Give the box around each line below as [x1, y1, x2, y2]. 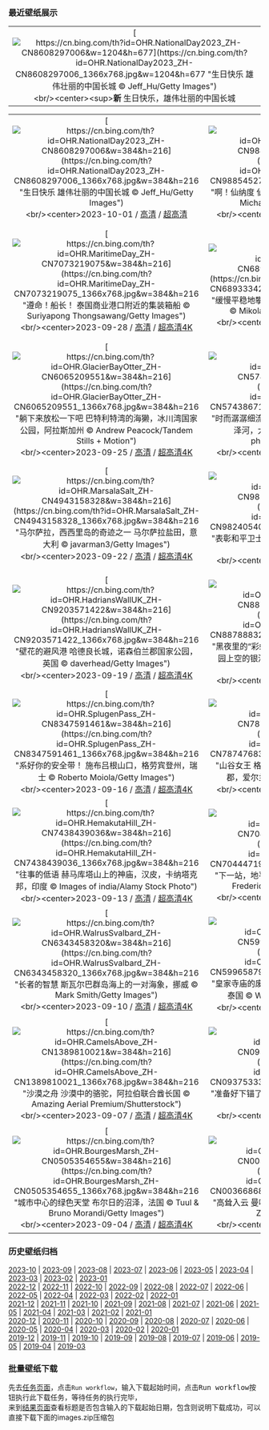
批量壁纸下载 [8, 1363, 58, 1374]
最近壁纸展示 [8, 6, 58, 18]
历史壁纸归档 [8, 1246, 58, 1257]
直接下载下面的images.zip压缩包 [8, 1412, 114, 1422]
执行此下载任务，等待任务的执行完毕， [14, 1392, 142, 1402]
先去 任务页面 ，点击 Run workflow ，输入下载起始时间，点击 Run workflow [8, 1382, 250, 1392]
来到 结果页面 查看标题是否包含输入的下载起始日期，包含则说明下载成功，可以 [8, 1402, 261, 1412]
